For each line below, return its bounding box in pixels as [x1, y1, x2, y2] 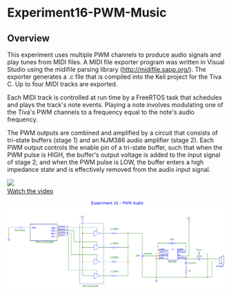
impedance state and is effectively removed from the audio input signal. [7, 166, 211, 173]
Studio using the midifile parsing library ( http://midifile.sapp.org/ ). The [7, 66, 206, 73]
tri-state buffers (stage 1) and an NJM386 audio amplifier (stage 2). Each [7, 136, 214, 144]
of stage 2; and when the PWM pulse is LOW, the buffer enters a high [7, 158, 204, 166]
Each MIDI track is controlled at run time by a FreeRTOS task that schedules [7, 93, 223, 101]
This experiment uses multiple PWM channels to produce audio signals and [7, 50, 221, 59]
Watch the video [7, 187, 54, 195]
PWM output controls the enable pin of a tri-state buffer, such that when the [7, 144, 223, 151]
